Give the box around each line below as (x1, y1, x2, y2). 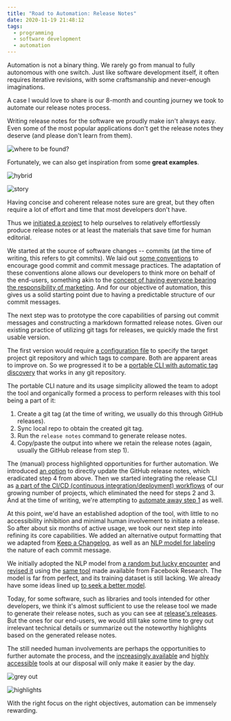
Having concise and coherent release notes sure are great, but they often (7, 198, 214, 206)
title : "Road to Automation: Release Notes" (7, 10, 137, 17)
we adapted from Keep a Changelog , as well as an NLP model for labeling (7, 539, 215, 547)
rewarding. (7, 707, 38, 714)
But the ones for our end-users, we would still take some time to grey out (7, 616, 214, 625)
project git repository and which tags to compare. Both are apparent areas (7, 354, 218, 362)
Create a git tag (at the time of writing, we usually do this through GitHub (16, 410, 223, 418)
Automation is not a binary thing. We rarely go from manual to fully (7, 61, 195, 69)
